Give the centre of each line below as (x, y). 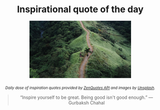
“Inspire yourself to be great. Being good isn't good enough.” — (87, 97)
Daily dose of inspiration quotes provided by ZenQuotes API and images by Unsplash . (80, 88)
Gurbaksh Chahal (87, 102)
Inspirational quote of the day (80, 9)
